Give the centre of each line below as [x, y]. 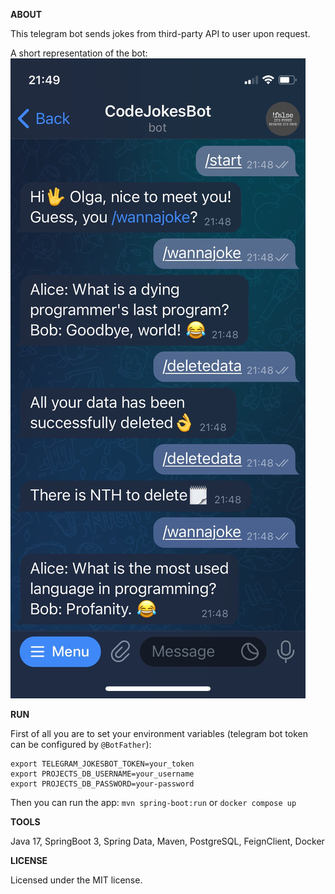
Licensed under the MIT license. [76, 880]
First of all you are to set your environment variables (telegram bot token [159, 733]
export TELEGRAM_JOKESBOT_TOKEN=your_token [102, 764]
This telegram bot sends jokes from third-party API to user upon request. [160, 33]
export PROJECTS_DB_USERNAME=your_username [102, 774]
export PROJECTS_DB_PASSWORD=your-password [102, 784]
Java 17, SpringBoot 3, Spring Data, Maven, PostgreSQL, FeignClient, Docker [167, 841]
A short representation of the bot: [79, 53]
